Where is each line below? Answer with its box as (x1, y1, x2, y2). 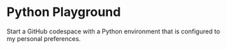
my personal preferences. (6, 34, 81, 42)
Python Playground (6, 4, 121, 20)
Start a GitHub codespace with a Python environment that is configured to (6, 27, 221, 35)
